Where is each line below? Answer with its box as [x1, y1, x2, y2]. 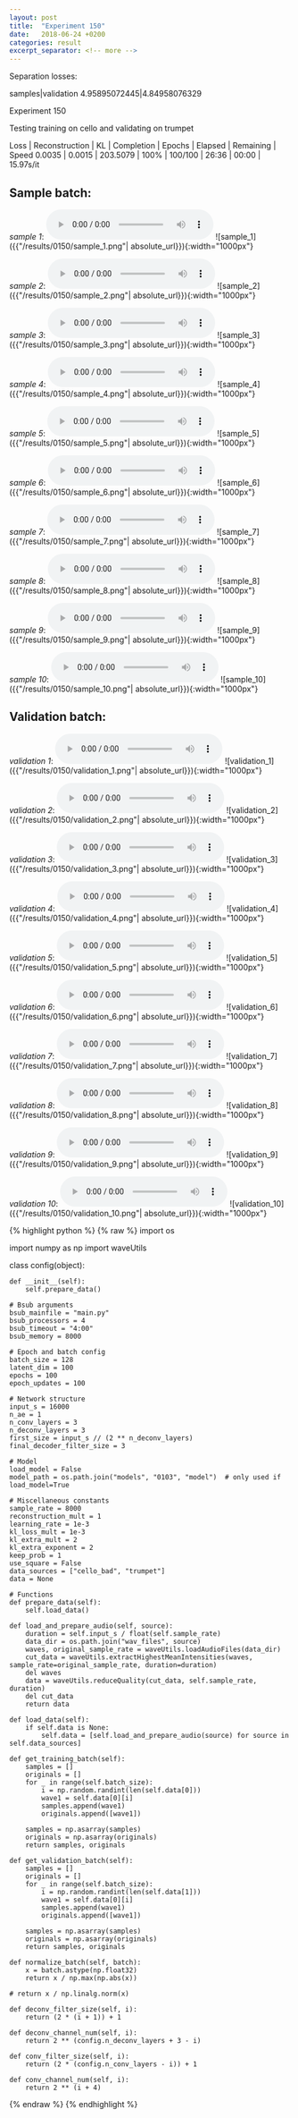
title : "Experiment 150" [9, 21, 105, 30]
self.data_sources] [9, 1739, 82, 1748]
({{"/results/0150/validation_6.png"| [9, 1011, 140, 1021]
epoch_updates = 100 [9, 1378, 87, 1387]
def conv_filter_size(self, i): [9, 2052, 129, 2061]
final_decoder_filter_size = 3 [9, 1441, 126, 1450]
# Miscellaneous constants [9, 1495, 110, 1505]
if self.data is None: [25, 1723, 110, 1732]
